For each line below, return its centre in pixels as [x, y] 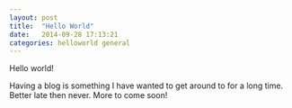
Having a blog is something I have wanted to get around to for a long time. [146, 85]
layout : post [34, 18]
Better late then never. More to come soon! [88, 95]
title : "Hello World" [52, 26]
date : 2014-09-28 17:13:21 [64, 34]
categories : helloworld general [70, 43]
